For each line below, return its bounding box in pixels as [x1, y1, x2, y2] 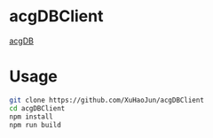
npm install [9, 112, 53, 121]
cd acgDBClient [9, 103, 66, 112]
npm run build [9, 120, 62, 129]
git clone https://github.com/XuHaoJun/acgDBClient [9, 96, 204, 104]
